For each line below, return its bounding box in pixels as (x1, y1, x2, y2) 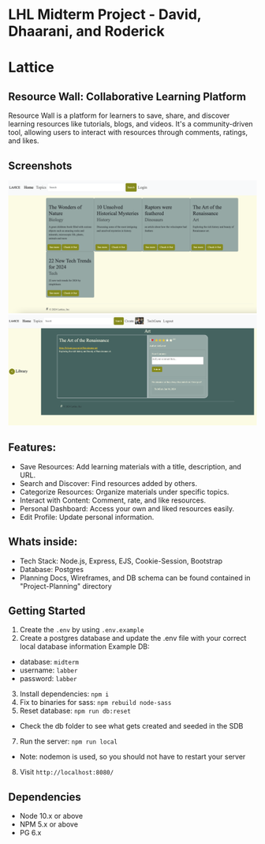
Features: (8, 441, 57, 454)
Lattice (8, 58, 55, 77)
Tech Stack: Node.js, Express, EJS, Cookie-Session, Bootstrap (19, 556, 223, 566)
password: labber (19, 674, 77, 684)
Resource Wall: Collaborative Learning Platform (8, 89, 247, 104)
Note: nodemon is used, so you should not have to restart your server (19, 752, 246, 762)
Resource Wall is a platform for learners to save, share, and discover (8, 111, 230, 120)
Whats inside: (8, 535, 78, 548)
